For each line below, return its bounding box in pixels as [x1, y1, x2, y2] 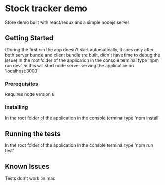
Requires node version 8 [5, 92, 55, 97]
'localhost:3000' [5, 68, 39, 74]
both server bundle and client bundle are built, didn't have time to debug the [5, 52, 161, 58]
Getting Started [5, 34, 54, 42]
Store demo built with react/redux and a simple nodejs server [5, 19, 130, 25]
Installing [5, 103, 28, 110]
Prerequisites [5, 80, 38, 87]
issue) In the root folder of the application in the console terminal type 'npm [5, 57, 159, 63]
